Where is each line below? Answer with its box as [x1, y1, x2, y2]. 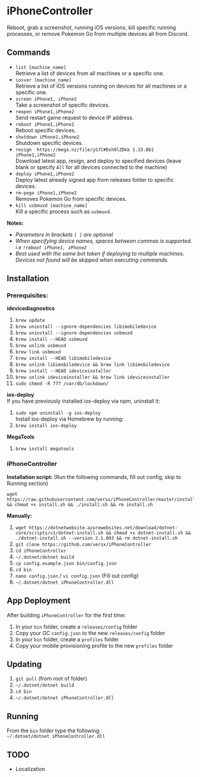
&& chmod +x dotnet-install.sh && [106, 530, 192, 536]
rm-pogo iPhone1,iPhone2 [15, 189, 77, 196]
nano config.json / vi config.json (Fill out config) [15, 572, 139, 579]
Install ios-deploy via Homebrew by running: [15, 415, 124, 422]
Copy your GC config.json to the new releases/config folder [15, 629, 166, 636]
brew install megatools [15, 446, 75, 452]
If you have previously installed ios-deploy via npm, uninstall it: [7, 397, 161, 405]
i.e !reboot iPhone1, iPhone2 [15, 243, 87, 251]
